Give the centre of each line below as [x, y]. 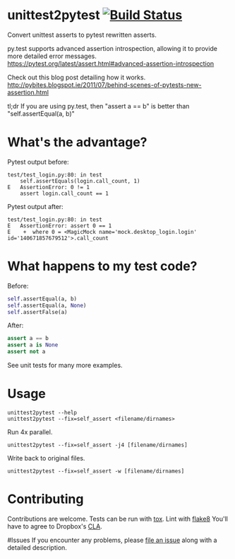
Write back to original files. [46, 458]
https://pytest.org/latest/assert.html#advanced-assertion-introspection [111, 63]
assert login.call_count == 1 [65, 193]
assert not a [26, 352]
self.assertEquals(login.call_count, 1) [80, 181]
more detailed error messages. [52, 56]
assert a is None [33, 345]
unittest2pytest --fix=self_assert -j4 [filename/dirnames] [98, 445]
